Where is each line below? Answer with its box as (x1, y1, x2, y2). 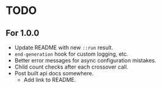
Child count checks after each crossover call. (14, 63, 129, 70)
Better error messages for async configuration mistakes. (14, 57, 157, 64)
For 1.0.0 (5, 28, 40, 38)
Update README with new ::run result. (14, 44, 113, 51)
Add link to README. (23, 76, 77, 83)
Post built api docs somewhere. (14, 70, 94, 76)
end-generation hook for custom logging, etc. (14, 50, 129, 58)
